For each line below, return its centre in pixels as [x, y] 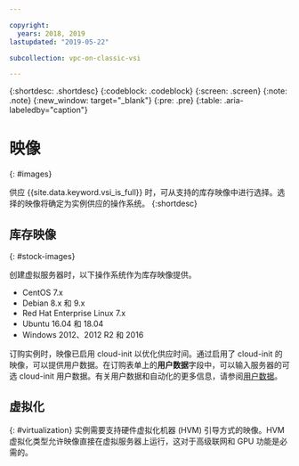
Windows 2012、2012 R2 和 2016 [83, 335]
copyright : [29, 25]
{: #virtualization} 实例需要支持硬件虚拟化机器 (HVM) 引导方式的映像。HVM [147, 429]
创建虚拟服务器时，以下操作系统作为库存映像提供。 [103, 274]
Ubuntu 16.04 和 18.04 [63, 323]
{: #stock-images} [42, 256]
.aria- [234, 101]
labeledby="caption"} [48, 110]
